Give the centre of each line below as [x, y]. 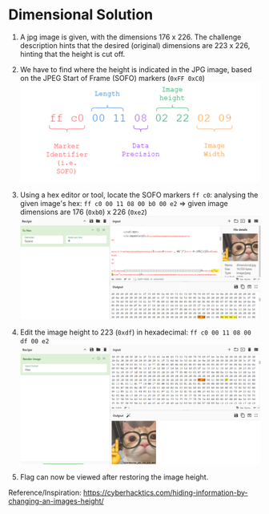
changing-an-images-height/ [56, 501]
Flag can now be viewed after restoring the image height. [114, 477]
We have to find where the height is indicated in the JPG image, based [136, 69]
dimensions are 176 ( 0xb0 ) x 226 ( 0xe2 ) [84, 212]
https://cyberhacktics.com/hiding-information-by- [165, 492]
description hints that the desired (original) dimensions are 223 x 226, [135, 45]
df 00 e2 [34, 342]
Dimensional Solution [81, 15]
